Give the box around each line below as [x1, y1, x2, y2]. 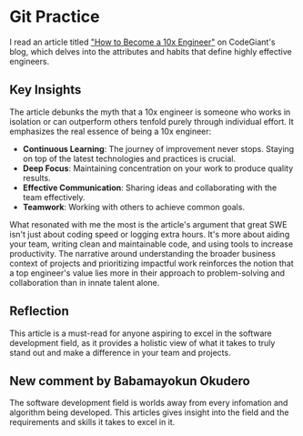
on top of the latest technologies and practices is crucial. [22, 153, 237, 164]
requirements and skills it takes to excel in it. [9, 417, 176, 428]
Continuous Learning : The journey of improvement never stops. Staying [22, 143, 295, 154]
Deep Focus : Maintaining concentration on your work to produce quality [22, 162, 294, 174]
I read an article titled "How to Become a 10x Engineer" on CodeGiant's [9, 36, 276, 47]
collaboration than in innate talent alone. [9, 277, 160, 288]
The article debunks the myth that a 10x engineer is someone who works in [9, 106, 291, 117]
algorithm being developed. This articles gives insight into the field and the [9, 407, 289, 418]
